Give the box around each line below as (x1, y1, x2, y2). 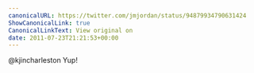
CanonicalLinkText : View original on (8, 26, 133, 34)
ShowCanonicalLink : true (8, 19, 90, 27)
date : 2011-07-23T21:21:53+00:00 (8, 33, 119, 42)
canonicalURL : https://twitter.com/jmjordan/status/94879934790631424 (8, 11, 247, 20)
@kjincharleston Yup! (8, 56, 78, 65)
